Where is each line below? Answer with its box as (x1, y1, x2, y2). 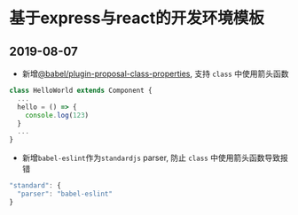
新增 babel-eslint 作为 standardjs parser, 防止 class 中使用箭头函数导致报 (21, 152, 288, 164)
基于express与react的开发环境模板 (9, 8, 264, 28)
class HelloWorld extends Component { (9, 86, 153, 95)
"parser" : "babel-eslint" (17, 189, 114, 198)
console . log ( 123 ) (25, 111, 90, 119)
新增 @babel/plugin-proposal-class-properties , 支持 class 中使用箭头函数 (21, 68, 289, 79)
